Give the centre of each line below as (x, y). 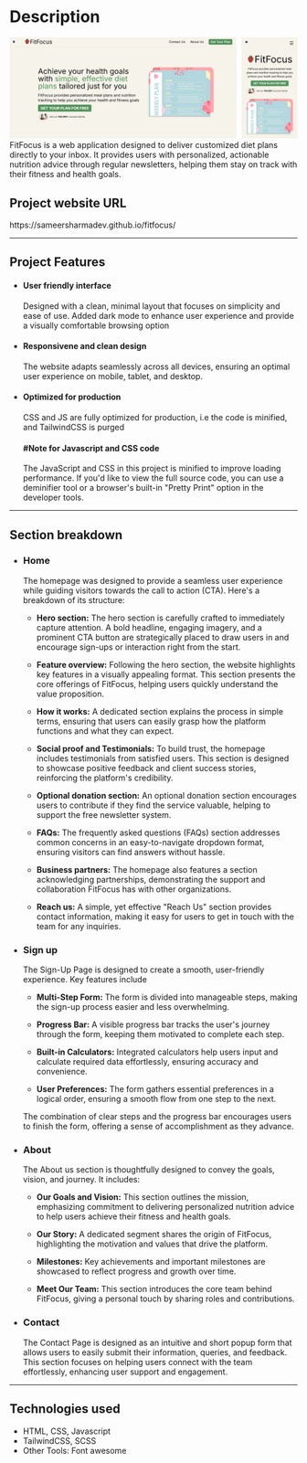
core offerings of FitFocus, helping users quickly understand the (157, 684)
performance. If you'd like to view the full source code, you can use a (153, 478)
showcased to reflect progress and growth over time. (136, 1271)
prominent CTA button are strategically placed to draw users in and (163, 637)
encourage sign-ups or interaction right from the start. (138, 647)
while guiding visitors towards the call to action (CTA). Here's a (141, 590)
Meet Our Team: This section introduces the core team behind (154, 1289)
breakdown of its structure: (74, 599)
